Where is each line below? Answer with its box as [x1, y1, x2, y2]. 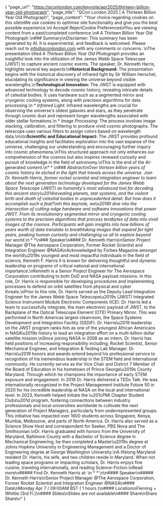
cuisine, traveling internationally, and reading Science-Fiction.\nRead [5, 465, 143, 470]
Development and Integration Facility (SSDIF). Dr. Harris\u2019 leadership [5, 320, 152, 325]
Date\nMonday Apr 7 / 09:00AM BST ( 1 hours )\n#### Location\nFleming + [5, 486, 157, 491]
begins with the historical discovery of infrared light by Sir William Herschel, [5, 72, 157, 77]
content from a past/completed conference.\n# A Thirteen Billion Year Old [5, 30, 153, 36]
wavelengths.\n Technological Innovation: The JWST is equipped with [5, 82, 146, 87]
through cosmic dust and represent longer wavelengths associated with [5, 113, 149, 118]
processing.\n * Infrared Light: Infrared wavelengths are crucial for [5, 102, 138, 108]
